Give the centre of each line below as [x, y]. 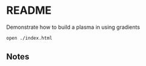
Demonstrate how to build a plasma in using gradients [73, 27]
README [29, 10]
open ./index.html [29, 38]
